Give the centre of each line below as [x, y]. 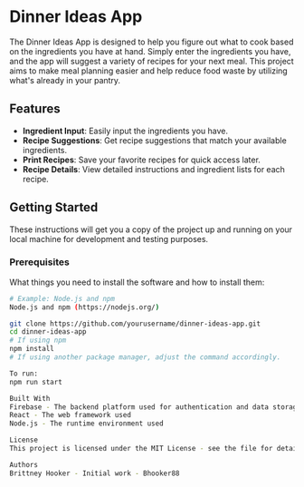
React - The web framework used [70, 415]
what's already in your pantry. [65, 80]
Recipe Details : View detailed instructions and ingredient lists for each [153, 169]
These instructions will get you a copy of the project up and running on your [151, 229]
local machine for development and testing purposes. [109, 239]
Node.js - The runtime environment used [87, 424]
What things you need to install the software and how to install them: [137, 282]
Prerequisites [39, 262]
